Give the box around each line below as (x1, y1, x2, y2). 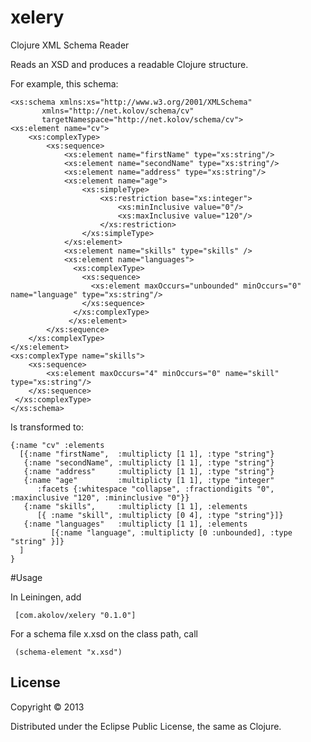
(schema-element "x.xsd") (14, 647, 123, 657)
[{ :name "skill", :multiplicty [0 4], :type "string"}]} (36, 510, 284, 520)
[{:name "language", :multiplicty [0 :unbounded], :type (50, 527, 293, 538)
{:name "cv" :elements (10, 440, 105, 450)
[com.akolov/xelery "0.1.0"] (14, 610, 137, 620)
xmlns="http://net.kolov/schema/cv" (41, 106, 195, 116)
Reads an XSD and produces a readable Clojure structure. (10, 58, 249, 70)
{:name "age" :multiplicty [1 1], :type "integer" (23, 475, 275, 485)
